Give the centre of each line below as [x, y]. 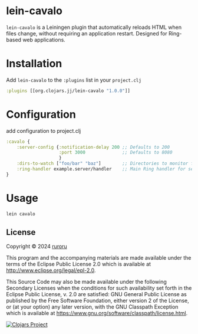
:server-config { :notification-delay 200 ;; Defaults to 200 [93, 147]
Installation [34, 64]
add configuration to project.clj [44, 130]
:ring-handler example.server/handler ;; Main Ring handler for [101, 169]
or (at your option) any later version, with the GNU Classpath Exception [92, 307]
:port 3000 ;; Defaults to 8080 [115, 153]
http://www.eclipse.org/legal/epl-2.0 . [51, 270]
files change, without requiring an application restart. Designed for [87, 33]
